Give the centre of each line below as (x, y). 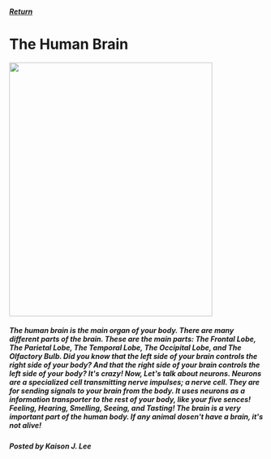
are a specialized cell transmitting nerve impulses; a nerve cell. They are (135, 383)
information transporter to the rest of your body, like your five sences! (130, 400)
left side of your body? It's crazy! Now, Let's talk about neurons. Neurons (135, 374)
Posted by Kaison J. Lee (50, 446)
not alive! (26, 426)
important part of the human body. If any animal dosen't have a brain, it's (136, 417)
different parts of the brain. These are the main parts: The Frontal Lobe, (133, 339)
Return (21, 11)
